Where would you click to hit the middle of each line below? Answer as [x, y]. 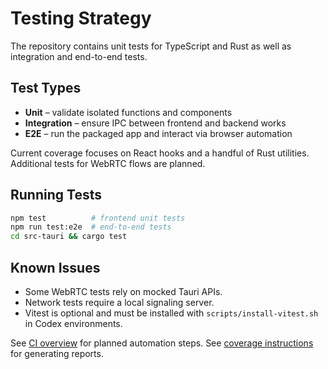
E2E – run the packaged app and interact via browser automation [158, 133]
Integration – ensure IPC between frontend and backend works [155, 123]
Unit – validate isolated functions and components [128, 112]
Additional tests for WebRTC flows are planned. [108, 163]
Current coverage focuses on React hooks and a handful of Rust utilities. [160, 153]
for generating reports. [57, 353]
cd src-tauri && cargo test [69, 237]
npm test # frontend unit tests [98, 218]
